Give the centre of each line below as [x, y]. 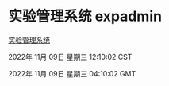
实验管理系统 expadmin [85, 16]
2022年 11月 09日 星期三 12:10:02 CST [70, 57]
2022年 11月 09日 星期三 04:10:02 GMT [72, 73]
